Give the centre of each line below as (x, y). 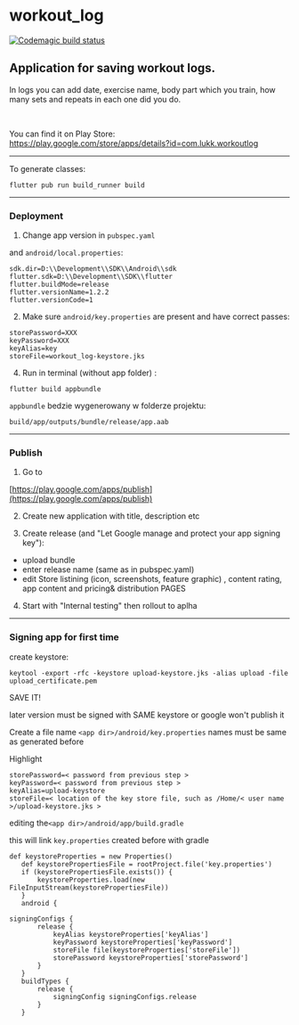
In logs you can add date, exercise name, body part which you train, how (142, 89)
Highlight (26, 758)
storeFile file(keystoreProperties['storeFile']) (147, 950)
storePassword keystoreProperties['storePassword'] (151, 958)
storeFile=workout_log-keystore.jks (77, 357)
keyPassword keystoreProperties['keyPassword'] (143, 942)
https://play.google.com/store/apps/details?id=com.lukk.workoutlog (134, 143)
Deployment (36, 216)
